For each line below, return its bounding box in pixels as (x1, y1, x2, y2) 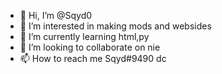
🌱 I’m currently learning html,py (19, 31, 150, 42)
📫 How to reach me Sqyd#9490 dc (19, 53, 167, 64)
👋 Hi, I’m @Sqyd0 (19, 10, 93, 21)
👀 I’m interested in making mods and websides (19, 20, 212, 32)
